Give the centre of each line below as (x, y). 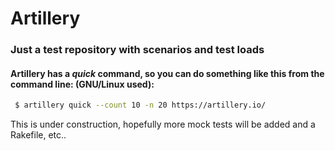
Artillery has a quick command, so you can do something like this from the (167, 73)
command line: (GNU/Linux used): (82, 84)
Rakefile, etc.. (38, 135)
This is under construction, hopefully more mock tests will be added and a (163, 124)
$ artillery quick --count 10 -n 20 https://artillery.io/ (140, 105)
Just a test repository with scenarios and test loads (137, 50)
